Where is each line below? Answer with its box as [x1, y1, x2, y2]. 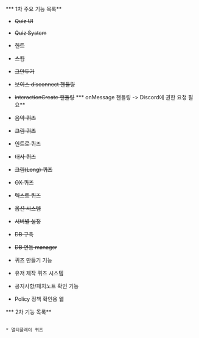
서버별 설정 [14, 218, 41, 225]
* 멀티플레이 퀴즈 [5, 327, 44, 333]
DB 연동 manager [14, 244, 57, 251]
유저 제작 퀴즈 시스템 [14, 270, 64, 276]
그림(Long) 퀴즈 [14, 166, 53, 173]
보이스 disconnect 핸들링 [14, 81, 75, 88]
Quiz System [14, 29, 47, 37]
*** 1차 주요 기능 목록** [5, 5, 62, 12]
